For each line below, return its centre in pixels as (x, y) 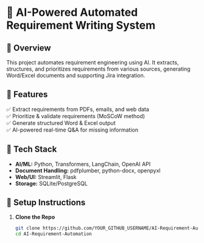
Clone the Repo (35, 217)
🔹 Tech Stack (32, 150)
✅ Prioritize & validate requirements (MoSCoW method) (76, 116)
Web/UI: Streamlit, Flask (46, 177)
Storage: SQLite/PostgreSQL (51, 183)
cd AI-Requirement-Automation (54, 234)
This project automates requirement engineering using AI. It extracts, (93, 62)
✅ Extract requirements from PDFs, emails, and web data (78, 109)
